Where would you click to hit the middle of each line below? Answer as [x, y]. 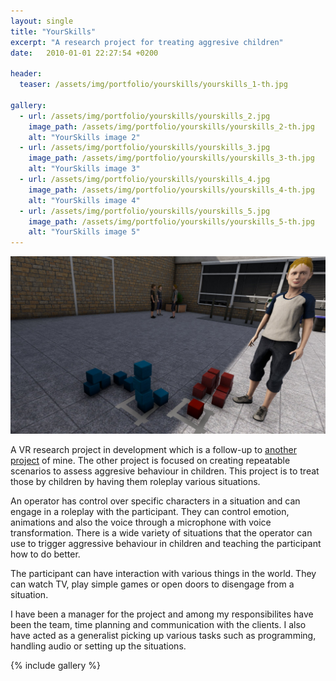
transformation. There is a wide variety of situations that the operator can [161, 532]
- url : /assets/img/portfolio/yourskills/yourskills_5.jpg [145, 211]
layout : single [42, 21]
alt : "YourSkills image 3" [84, 169]
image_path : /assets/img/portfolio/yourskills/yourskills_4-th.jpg [171, 190]
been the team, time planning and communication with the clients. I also [158, 624]
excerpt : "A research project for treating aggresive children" [147, 42]
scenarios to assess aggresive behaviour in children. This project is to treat [165, 471]
